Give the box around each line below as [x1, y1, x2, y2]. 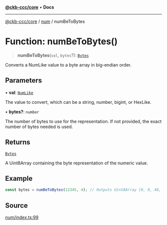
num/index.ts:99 [5, 215, 39, 221]
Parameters [5, 76, 42, 85]
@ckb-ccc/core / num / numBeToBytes [5, 18, 85, 24]
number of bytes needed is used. [5, 124, 73, 130]
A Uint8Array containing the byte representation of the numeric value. [5, 160, 148, 166]
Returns [5, 138, 31, 147]
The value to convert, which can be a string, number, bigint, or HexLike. [5, 99, 152, 105]
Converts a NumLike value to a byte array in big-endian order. [5, 62, 132, 68]
